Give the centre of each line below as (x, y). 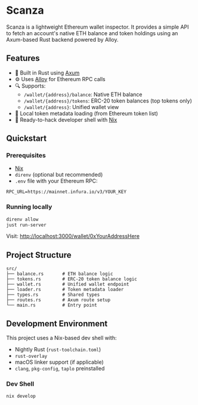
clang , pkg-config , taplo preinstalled (60, 369)
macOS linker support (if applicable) (59, 362)
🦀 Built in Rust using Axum (47, 73)
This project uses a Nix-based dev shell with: (61, 338)
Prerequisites (26, 156)
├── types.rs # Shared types (53, 295)
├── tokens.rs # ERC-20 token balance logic (72, 279)
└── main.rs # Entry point (52, 305)
